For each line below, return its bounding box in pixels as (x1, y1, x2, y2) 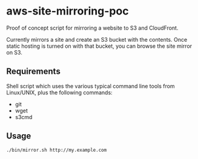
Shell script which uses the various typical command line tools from (6, 82, 175, 89)
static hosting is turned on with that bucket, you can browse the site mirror (6, 42, 193, 50)
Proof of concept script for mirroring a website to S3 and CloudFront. (6, 24, 179, 31)
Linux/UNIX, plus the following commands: (6, 89, 113, 96)
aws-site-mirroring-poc (6, 4, 129, 18)
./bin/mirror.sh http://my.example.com (6, 147, 107, 153)
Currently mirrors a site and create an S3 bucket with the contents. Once (6, 36, 188, 43)
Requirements (6, 67, 61, 77)
